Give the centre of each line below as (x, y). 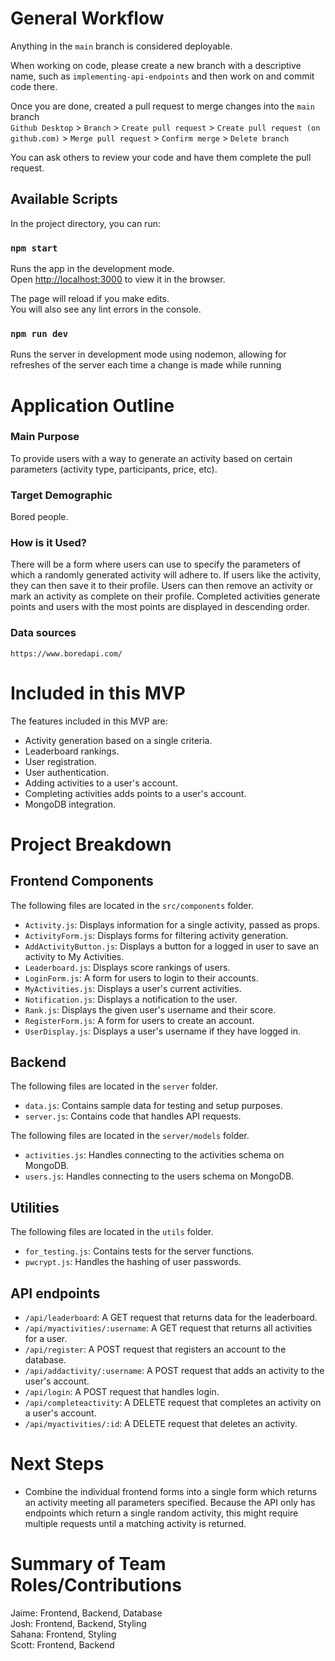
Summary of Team (88, 1564)
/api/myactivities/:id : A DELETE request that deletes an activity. (161, 1424)
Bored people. (39, 517)
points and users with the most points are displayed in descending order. (160, 607)
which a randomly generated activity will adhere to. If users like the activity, (166, 575)
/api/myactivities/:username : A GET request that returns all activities (168, 1328)
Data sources (43, 633)
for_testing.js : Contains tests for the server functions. (139, 1251)
